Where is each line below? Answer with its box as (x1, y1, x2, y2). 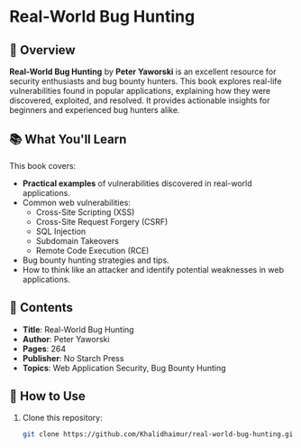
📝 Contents (9, 300, 74, 315)
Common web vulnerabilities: (22, 197, 131, 208)
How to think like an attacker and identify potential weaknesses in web (22, 264, 284, 275)
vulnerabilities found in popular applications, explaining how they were (9, 86, 271, 96)
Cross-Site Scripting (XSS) (35, 206, 135, 218)
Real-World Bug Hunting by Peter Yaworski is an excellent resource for (9, 66, 277, 77)
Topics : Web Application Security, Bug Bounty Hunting (22, 362, 227, 373)
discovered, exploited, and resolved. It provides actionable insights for (9, 95, 270, 106)
